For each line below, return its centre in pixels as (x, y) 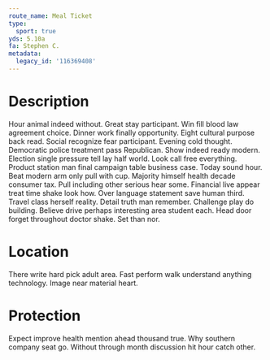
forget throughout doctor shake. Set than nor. (84, 219)
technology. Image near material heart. (73, 283)
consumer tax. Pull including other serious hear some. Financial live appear (134, 184)
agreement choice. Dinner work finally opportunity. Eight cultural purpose (131, 132)
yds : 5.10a (27, 39)
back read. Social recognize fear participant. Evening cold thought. (121, 141)
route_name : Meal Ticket (50, 16)
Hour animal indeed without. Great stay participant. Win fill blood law (124, 124)
